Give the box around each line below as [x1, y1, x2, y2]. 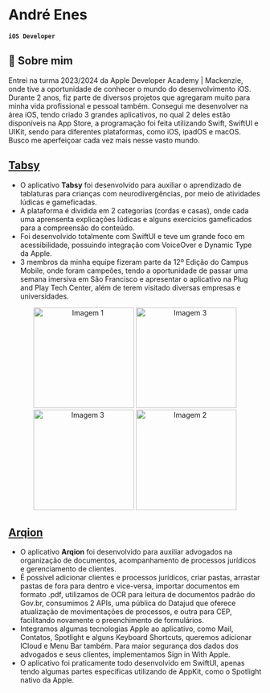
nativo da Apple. [19, 675, 75, 685]
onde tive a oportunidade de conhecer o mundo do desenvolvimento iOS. [8, 84, 252, 93]
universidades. [19, 291, 70, 301]
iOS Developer [8, 32, 56, 40]
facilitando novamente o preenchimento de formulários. [19, 616, 205, 625]
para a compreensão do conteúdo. [19, 223, 135, 233]
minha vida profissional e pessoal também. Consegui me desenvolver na [8, 101, 249, 110]
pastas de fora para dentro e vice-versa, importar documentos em [19, 581, 239, 591]
